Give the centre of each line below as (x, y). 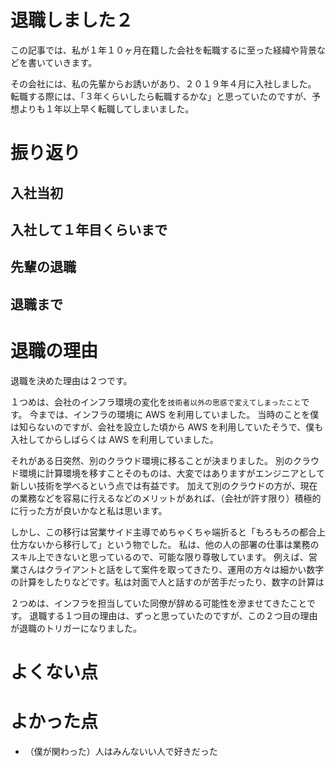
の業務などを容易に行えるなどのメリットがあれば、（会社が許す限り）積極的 (166, 498)
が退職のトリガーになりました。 (76, 628)
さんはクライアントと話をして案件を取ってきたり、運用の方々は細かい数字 (171, 569)
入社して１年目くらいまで (89, 229)
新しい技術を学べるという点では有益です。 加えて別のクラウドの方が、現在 (164, 485)
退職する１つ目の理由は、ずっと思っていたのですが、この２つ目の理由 (173, 615)
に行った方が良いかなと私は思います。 (89, 510)
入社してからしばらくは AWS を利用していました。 (114, 439)
